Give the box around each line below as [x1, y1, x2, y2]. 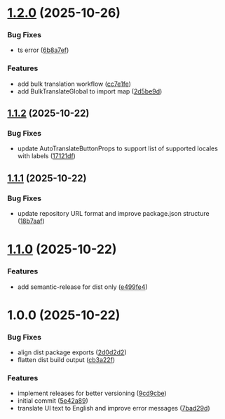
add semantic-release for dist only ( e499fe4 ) [17, 283, 149, 291]
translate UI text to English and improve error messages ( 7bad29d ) [17, 404, 210, 413]
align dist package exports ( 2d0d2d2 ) [17, 348, 128, 356]
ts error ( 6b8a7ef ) [17, 46, 69, 54]
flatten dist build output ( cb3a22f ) [17, 356, 116, 364]
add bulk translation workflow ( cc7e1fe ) [17, 79, 132, 88]
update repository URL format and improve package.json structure [17, 209, 210, 218]
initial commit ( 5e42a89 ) [17, 397, 89, 405]
